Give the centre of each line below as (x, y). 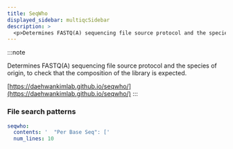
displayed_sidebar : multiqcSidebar (59, 20)
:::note (16, 52)
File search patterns (42, 112)
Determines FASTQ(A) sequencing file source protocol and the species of (112, 66)
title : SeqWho (28, 13)
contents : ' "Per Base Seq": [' (62, 132)
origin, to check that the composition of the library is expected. (97, 73)
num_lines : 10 (34, 139)
